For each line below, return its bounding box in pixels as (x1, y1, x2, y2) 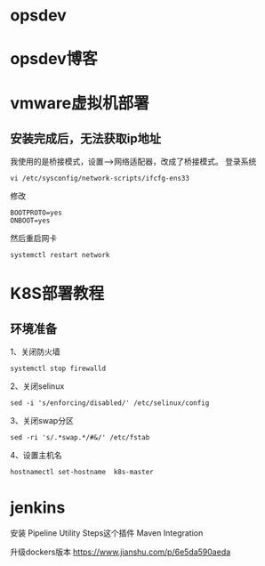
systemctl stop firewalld (10, 364, 106, 374)
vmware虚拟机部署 (10, 93, 149, 113)
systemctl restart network (10, 251, 110, 260)
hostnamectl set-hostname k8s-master (10, 468, 154, 477)
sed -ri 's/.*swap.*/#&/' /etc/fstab (10, 433, 150, 442)
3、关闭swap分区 (10, 416, 74, 426)
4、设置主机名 (10, 450, 63, 461)
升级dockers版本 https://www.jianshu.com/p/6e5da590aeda (10, 546, 231, 557)
